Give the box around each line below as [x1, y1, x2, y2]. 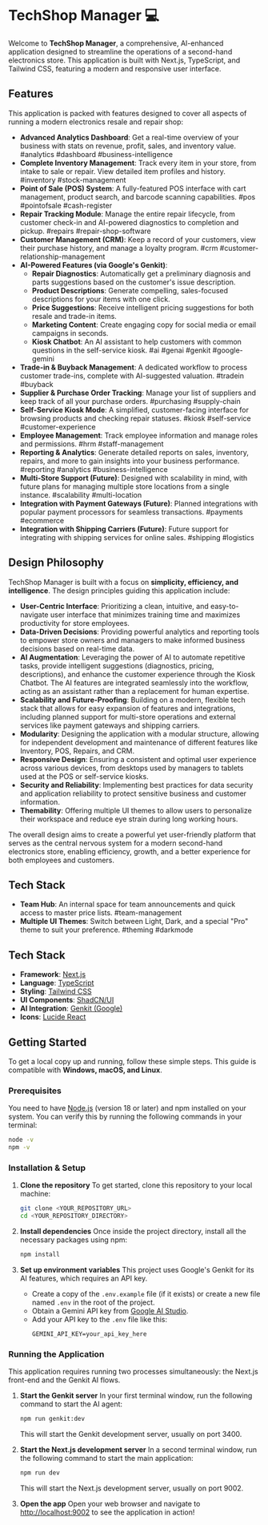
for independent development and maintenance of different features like [19, 737, 258, 747]
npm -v [8, 1144, 30, 1152]
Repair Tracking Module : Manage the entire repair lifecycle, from [19, 209, 236, 219]
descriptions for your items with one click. [31, 294, 170, 304]
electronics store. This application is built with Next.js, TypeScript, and [8, 55, 241, 65]
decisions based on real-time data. [19, 643, 135, 653]
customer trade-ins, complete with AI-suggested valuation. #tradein [19, 370, 244, 381]
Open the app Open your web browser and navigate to [19, 1499, 201, 1509]
